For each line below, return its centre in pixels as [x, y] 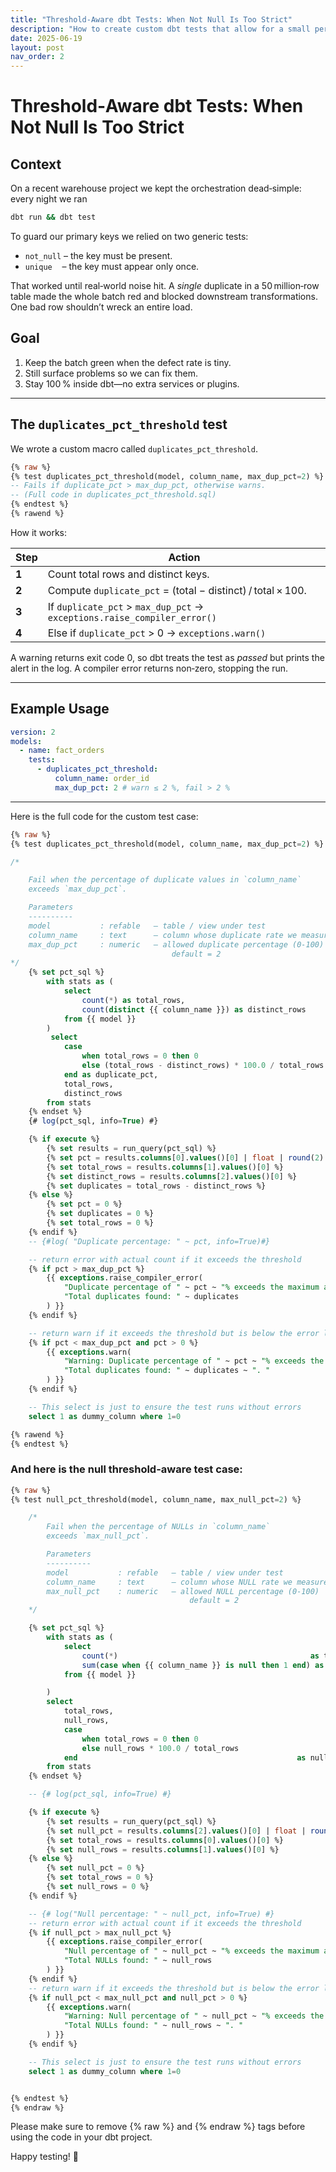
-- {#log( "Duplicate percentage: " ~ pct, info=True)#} [149, 1241]
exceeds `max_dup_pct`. [78, 889]
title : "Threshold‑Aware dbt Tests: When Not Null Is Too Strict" [151, 19]
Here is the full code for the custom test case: [104, 816]
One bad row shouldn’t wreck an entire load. [101, 307]
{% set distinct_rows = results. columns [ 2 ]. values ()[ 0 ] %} [172, 1176]
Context [36, 164]
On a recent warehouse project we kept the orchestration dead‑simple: [156, 188]
